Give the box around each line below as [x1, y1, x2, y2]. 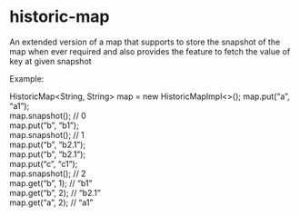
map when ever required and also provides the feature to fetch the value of [9, 45, 291, 56]
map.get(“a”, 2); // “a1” [9, 197, 94, 208]
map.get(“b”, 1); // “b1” [9, 177, 93, 188]
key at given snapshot [9, 55, 93, 66]
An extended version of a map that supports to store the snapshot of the [9, 36, 281, 47]
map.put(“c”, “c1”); [9, 158, 78, 169]
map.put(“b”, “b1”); [9, 120, 79, 131]
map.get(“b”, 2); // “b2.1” [9, 187, 102, 198]
